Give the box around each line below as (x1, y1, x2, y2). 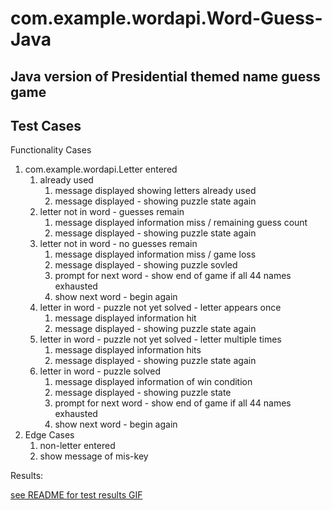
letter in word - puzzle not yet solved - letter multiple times (39, 333, 282, 346)
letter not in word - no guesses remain (39, 238, 198, 250)
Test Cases (10, 117, 82, 134)
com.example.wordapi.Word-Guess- (10, 7, 323, 30)
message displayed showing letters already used (54, 185, 257, 197)
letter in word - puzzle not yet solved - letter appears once (39, 302, 282, 314)
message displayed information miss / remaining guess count (54, 217, 308, 229)
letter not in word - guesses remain (39, 206, 185, 218)
